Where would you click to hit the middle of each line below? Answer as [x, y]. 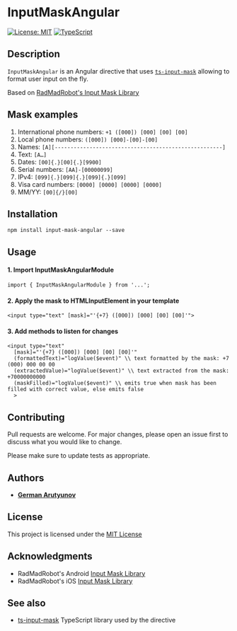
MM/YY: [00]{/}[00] [47, 192]
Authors [26, 478]
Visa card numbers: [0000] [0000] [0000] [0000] [90, 184]
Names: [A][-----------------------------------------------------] [122, 146]
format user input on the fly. [48, 79]
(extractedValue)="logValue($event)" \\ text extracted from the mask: [122, 371]
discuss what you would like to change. [65, 442]
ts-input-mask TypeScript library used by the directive [97, 620]
